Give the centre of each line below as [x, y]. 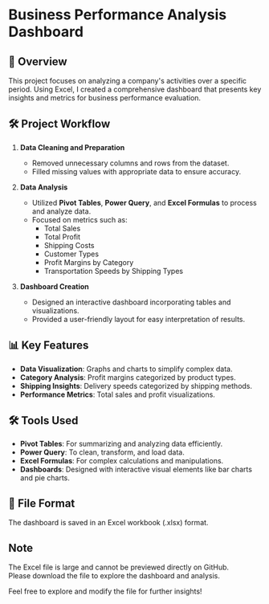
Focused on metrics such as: [79, 219]
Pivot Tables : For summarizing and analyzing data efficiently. [121, 444]
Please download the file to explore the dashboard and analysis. [114, 576]
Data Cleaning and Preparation [72, 147]
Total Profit [62, 237]
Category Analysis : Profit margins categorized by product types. [128, 377]
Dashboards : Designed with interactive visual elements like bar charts [136, 469]
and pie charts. [45, 478]
